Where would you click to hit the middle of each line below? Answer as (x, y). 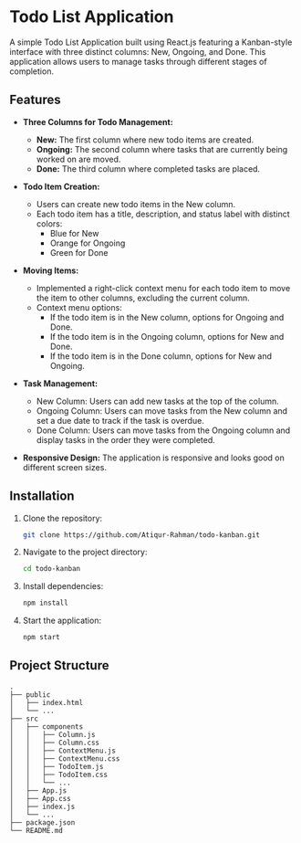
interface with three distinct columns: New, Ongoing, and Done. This (138, 51)
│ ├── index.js (42, 806)
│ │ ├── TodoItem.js (57, 766)
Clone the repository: (62, 518)
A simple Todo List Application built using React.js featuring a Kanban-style (151, 42)
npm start (42, 638)
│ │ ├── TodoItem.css (58, 775)
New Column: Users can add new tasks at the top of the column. (158, 401)
